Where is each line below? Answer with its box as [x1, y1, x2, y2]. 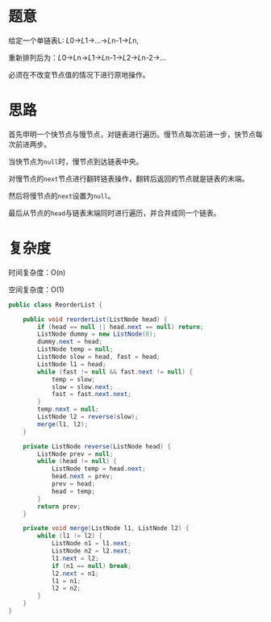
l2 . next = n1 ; [51, 570, 99, 578]
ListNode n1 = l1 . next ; [51, 540, 131, 548]
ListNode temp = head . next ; [51, 465, 147, 473]
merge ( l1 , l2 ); [37, 420, 89, 428]
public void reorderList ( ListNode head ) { [23, 315, 168, 324]
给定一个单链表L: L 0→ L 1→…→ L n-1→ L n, [8, 35, 140, 45]
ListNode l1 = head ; [37, 360, 106, 368]
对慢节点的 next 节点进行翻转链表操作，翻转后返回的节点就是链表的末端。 [8, 173, 249, 183]
